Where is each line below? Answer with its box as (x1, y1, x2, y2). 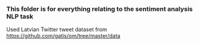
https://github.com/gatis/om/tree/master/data (6, 32, 120, 40)
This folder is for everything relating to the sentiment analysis (6, 5, 193, 13)
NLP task (6, 12, 33, 20)
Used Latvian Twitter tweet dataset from (6, 26, 108, 33)
